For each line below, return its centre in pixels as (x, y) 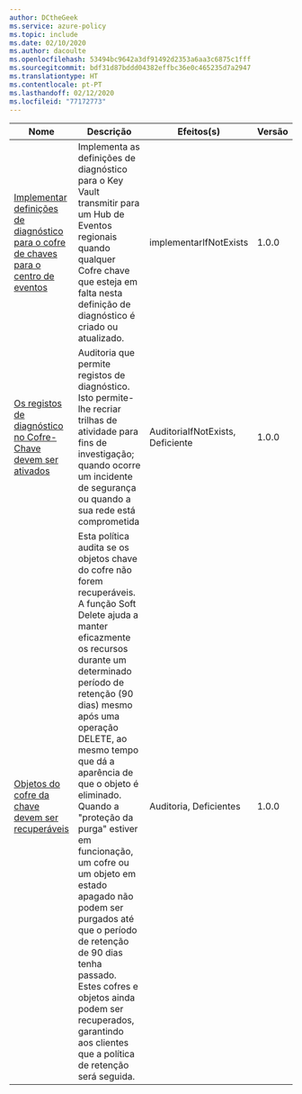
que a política (106, 1054)
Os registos (38, 403)
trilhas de (98, 420)
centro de (34, 276)
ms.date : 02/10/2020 (48, 43)
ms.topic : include (44, 34)
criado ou (98, 327)
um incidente (105, 476)
